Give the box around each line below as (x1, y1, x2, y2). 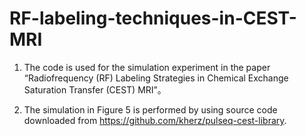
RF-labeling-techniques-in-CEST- (9, 7, 297, 30)
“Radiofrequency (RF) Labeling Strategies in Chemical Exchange (23, 72, 289, 84)
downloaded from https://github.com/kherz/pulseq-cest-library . (23, 114, 287, 126)
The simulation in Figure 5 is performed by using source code (23, 103, 278, 116)
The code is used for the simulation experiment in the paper (23, 61, 271, 73)
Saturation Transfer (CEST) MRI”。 (23, 83, 167, 96)
